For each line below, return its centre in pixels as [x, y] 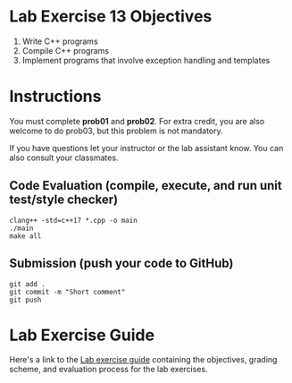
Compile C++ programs [66, 50]
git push [25, 300]
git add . [28, 284]
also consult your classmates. [64, 157]
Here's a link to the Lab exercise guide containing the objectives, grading [143, 360]
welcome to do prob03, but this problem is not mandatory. [116, 131]
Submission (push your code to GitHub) [121, 264]
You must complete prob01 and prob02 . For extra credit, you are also [137, 121]
